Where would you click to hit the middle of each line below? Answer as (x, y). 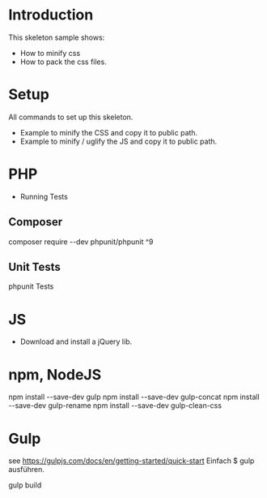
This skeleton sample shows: (57, 37)
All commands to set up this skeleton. (71, 117)
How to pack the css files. (63, 62)
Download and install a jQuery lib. (76, 341)
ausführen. (26, 470)
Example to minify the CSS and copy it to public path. (109, 132)
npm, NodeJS (55, 374)
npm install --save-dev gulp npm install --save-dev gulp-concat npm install (134, 397)
